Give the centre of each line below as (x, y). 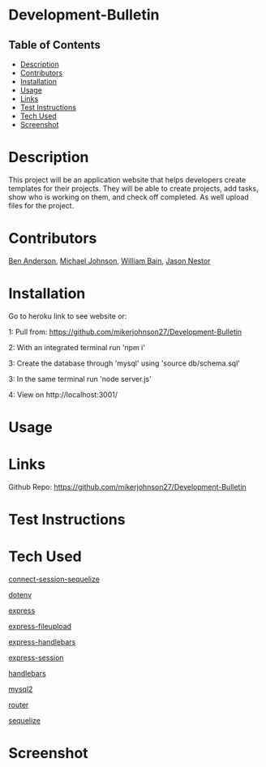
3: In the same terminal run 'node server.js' (80, 379)
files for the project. (41, 205)
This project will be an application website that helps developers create (127, 179)
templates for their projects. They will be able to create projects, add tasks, (133, 188)
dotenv (20, 595)
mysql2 (21, 689)
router (19, 705)
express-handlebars (42, 642)
